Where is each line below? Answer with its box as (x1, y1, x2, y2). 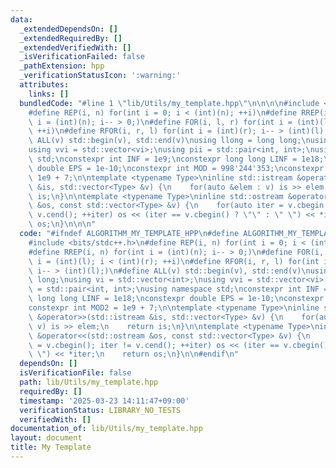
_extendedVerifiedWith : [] (19, 42, 132, 53)
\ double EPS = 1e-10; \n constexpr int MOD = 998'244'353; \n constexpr (28, 163, 325, 173)
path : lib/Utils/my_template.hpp (19, 377, 159, 387)
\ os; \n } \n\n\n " (28, 219, 97, 230)
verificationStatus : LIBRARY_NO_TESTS (19, 405, 182, 415)
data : (10, 14, 33, 25)
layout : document (10, 433, 83, 443)
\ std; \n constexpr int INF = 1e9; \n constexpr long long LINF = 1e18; (28, 154, 325, 164)
